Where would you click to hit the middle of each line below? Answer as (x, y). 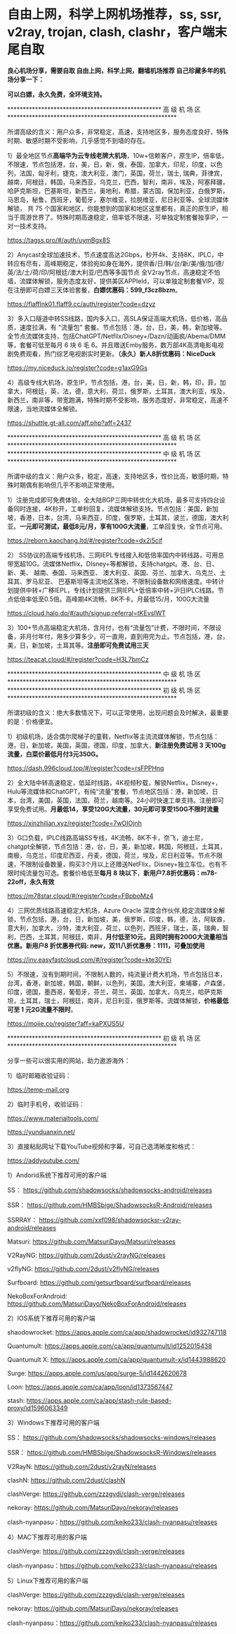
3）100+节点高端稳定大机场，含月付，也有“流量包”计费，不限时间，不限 (111, 627)
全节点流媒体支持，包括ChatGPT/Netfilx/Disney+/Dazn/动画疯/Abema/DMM (117, 336)
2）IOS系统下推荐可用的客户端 (51, 1318)
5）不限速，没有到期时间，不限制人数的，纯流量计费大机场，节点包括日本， (117, 974)
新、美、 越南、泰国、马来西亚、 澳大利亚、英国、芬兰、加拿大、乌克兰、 (113, 572)
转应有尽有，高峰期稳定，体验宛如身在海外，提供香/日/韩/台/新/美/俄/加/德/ (116, 263)
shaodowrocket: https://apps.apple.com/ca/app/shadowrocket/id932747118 (117, 1332)
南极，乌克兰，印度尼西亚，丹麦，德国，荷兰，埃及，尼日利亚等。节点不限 (115, 855)
